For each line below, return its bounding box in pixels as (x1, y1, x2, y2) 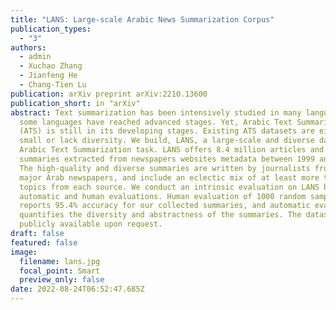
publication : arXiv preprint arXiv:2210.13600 (10, 89, 208, 99)
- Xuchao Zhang (19, 61, 83, 71)
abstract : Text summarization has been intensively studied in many (10, 107, 302, 118)
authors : (10, 42, 47, 53)
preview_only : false (19, 275, 105, 285)
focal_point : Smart (19, 266, 101, 276)
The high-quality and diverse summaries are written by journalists (19, 163, 311, 173)
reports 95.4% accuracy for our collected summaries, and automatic (19, 201, 311, 211)
